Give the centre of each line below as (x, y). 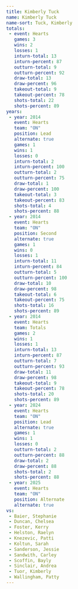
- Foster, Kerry (29, 527)
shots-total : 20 (34, 394)
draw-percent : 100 (37, 189)
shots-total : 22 (34, 100)
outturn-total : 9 (35, 67)
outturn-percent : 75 (39, 178)
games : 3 (25, 39)
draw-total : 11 (32, 372)
